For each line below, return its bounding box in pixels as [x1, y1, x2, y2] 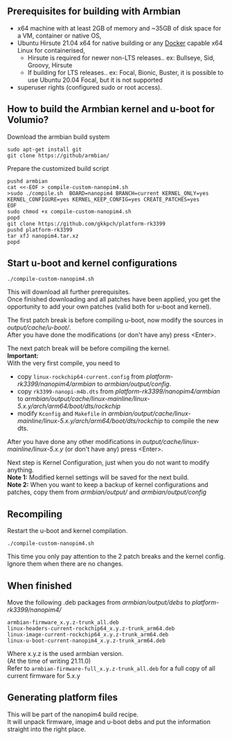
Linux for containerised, [17, 46, 85, 54]
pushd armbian [7, 177, 48, 185]
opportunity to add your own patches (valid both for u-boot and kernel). [7, 302, 212, 311]
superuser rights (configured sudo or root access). [17, 83, 163, 91]
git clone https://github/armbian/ [7, 152, 110, 159]
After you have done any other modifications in [7, 438, 141, 446]
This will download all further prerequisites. [7, 288, 131, 296]
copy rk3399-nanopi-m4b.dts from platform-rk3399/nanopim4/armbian [17, 387, 220, 395]
